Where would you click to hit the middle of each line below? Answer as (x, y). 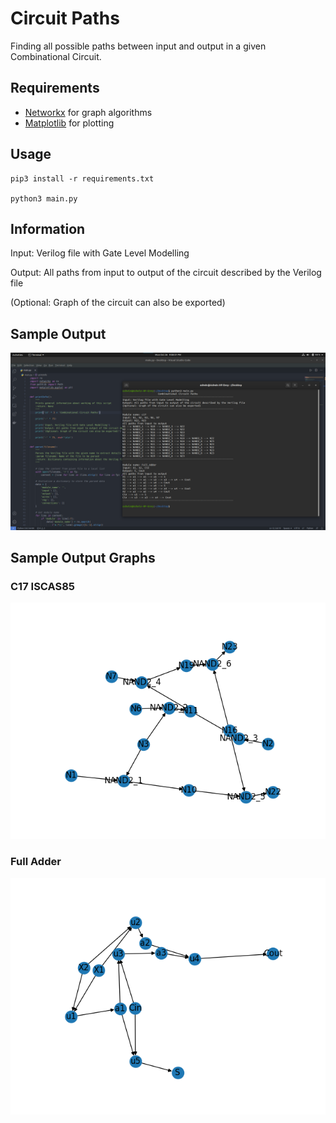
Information (48, 228)
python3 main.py (44, 198)
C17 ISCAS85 (43, 586)
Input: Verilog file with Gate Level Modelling (100, 253)
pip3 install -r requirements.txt (82, 178)
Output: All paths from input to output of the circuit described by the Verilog (166, 273)
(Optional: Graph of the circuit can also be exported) (118, 303)
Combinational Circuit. (56, 56)
